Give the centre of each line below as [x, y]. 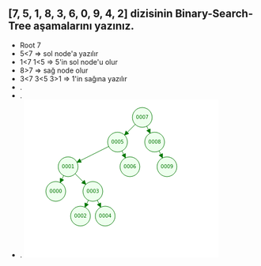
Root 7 [30, 45]
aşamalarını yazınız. [83, 26]
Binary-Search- [214, 14]
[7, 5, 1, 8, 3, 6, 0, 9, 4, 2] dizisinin [91, 14]
